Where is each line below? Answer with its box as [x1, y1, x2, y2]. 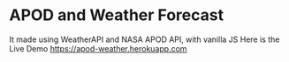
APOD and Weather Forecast [9, 5, 224, 25]
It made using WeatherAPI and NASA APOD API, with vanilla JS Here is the [9, 34, 280, 45]
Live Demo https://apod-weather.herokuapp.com [9, 43, 187, 53]
